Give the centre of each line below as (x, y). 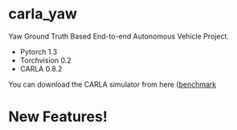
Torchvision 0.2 (45, 60)
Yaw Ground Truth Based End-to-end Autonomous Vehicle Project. (118, 36)
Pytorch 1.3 (39, 51)
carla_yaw (43, 14)
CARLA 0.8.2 (41, 68)
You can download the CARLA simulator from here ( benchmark (112, 84)
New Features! (58, 117)
